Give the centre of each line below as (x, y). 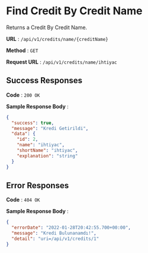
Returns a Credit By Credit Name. (47, 27)
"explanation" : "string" (47, 156)
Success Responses (44, 80)
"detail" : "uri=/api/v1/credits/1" (55, 239)
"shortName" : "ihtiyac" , (47, 150)
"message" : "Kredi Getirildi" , (50, 128)
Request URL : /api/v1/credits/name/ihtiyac (62, 62)
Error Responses (38, 185)
